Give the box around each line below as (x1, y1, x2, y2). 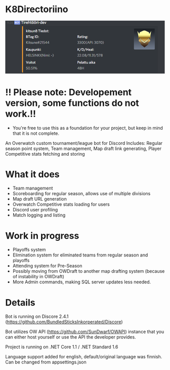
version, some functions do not (5, 97, 139, 108)
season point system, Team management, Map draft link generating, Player (5, 145, 162, 152)
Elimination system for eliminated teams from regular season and (12, 252, 148, 258)
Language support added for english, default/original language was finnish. (5, 354, 162, 360)
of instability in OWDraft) (12, 274, 64, 280)
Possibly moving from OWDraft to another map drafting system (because (12, 268, 165, 274)
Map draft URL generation (12, 196, 67, 202)
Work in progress (5, 230, 79, 241)
